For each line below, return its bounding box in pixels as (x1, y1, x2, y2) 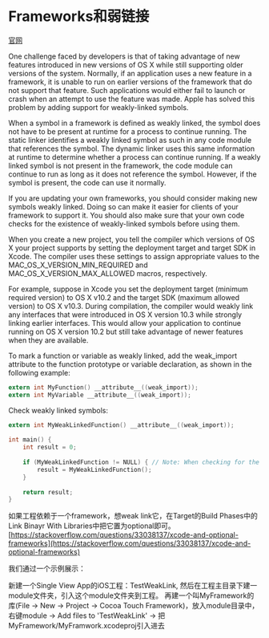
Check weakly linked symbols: (8, 405, 108, 415)
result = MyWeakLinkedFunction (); (37, 465, 152, 473)
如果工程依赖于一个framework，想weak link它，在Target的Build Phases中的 (8, 511, 258, 521)
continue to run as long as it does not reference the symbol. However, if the (8, 169, 258, 179)
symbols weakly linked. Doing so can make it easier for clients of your (8, 201, 239, 211)
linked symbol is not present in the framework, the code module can (8, 161, 233, 170)
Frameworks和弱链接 (8, 7, 150, 26)
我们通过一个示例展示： (8, 563, 86, 574)
